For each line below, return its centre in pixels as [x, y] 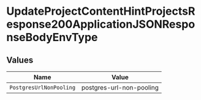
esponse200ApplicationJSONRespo [101, 24]
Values [20, 60]
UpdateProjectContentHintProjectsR [101, 11]
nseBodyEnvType [52, 37]
